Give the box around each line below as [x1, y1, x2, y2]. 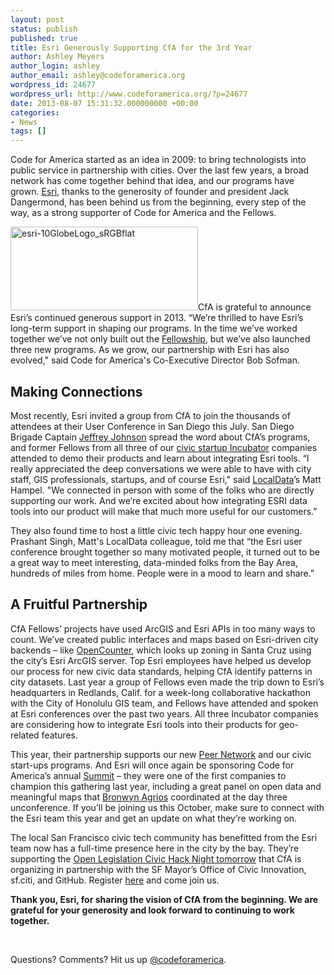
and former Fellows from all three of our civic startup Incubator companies [10, 441, 318, 453]
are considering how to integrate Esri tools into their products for [10, 718, 277, 730]
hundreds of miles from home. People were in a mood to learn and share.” [10, 567, 315, 579]
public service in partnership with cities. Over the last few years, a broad [10, 164, 310, 176]
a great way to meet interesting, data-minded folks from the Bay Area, [10, 556, 298, 568]
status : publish [10, 24, 78, 34]
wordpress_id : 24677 [10, 80, 97, 90]
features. [41, 729, 78, 741]
